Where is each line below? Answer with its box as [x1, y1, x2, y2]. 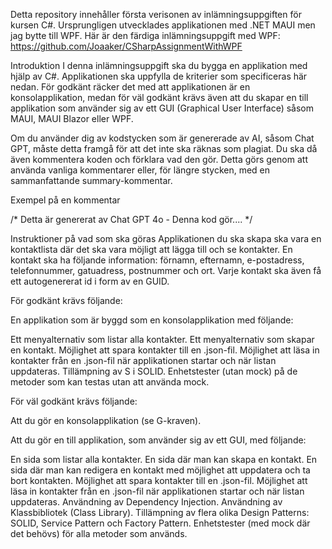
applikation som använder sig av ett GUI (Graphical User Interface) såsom [10, 102, 315, 114]
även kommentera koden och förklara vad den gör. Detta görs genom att [10, 154, 308, 165]
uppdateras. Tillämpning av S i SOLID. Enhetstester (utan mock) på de [10, 365, 298, 377]
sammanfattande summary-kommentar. [10, 175, 173, 186]
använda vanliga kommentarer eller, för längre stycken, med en [10, 164, 271, 176]
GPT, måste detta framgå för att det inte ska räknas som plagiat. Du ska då [10, 143, 318, 154]
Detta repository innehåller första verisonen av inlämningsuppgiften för [10, 9, 302, 20]
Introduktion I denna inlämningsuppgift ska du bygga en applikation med [10, 60, 308, 71]
